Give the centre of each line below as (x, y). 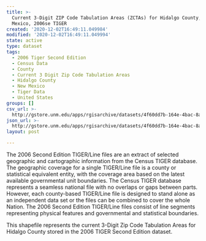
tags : (13, 52)
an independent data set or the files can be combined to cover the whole (98, 200)
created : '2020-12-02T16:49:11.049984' (57, 29)
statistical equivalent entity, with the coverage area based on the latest (96, 174)
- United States (32, 98)
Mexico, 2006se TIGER (40, 23)
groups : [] (20, 103)
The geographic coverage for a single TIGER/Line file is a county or (91, 167)
